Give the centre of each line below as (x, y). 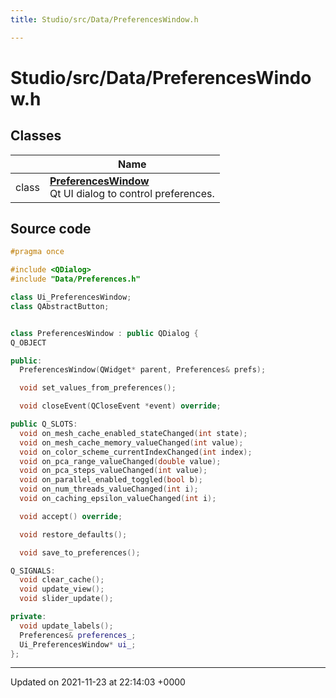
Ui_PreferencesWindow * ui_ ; (78, 644)
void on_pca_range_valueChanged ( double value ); (120, 461)
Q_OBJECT (28, 342)
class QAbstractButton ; (60, 306)
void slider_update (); (66, 599)
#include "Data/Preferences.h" (75, 279)
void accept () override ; (71, 516)
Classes (36, 136)
